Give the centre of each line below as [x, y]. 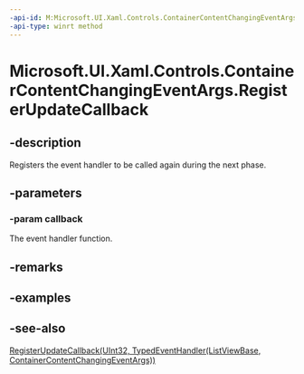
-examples [40, 297]
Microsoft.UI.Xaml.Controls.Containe [152, 71]
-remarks [36, 267]
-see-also [38, 328]
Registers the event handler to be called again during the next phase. [138, 165]
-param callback [46, 218]
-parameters [46, 192]
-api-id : [26, 18]
